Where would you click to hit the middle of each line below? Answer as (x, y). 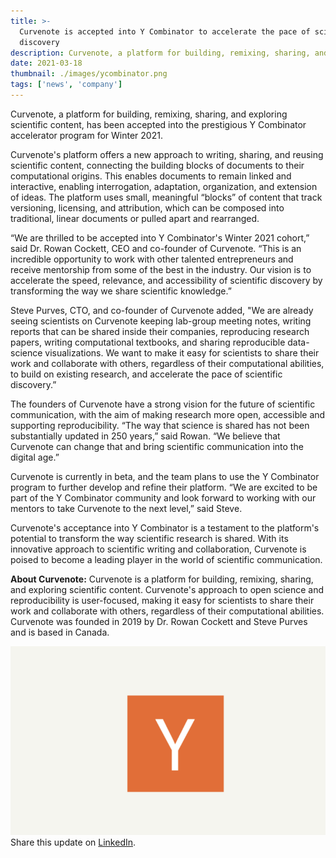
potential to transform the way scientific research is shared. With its (149, 538)
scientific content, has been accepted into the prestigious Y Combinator (158, 124)
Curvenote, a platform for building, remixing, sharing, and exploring (149, 114)
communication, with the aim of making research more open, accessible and (168, 414)
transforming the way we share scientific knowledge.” (121, 291)
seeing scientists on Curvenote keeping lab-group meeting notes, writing (161, 321)
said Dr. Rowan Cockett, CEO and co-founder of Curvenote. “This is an (156, 248)
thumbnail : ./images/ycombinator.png (89, 74)
